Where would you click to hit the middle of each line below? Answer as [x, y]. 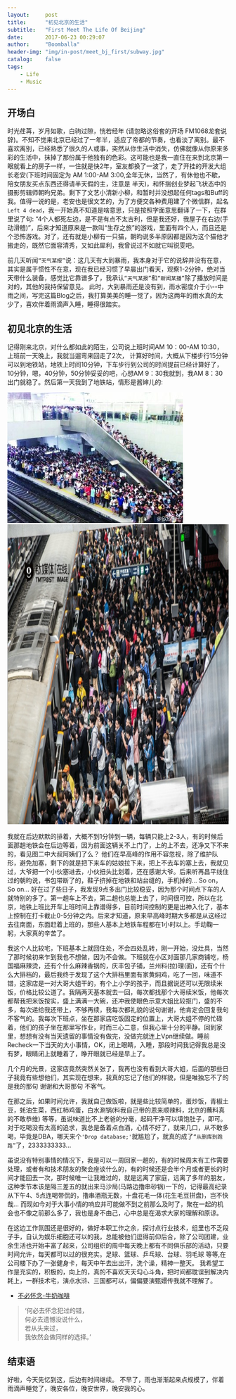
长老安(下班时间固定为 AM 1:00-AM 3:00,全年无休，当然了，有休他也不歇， [116, 175]
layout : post [33, 15]
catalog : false [34, 60]
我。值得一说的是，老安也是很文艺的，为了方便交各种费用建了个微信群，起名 [118, 201]
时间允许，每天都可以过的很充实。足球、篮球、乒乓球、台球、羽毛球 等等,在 [117, 1254]
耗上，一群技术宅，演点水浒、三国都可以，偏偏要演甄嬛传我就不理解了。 [112, 1281]
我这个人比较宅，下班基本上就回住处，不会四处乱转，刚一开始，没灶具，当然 [118, 948]
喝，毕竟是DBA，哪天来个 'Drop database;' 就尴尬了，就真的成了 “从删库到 [112, 1137]
